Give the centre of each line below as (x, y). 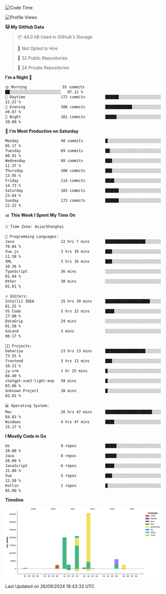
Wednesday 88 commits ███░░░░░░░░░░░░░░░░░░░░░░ (83, 161)
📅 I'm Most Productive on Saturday (42, 131)
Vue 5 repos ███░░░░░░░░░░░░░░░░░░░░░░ (83, 476)
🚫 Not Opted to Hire (38, 48)
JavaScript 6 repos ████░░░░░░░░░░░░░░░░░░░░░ (83, 466)
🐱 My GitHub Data (25, 27)
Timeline (14, 500)
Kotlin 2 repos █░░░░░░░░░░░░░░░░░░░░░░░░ (83, 486)
